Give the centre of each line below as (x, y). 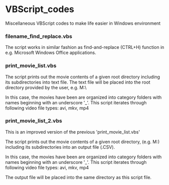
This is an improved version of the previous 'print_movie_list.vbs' (73, 132)
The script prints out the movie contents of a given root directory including (83, 77)
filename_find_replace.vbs (39, 36)
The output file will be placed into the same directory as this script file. (78, 177)
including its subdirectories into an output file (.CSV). (60, 147)
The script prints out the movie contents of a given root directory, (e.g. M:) (82, 142)
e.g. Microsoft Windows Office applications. (51, 53)
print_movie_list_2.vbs (34, 121)
